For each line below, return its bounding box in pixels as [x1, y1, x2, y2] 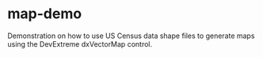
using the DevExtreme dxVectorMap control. [7, 39, 152, 48]
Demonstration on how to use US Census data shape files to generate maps [7, 31, 255, 40]
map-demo [7, 5, 82, 23]
